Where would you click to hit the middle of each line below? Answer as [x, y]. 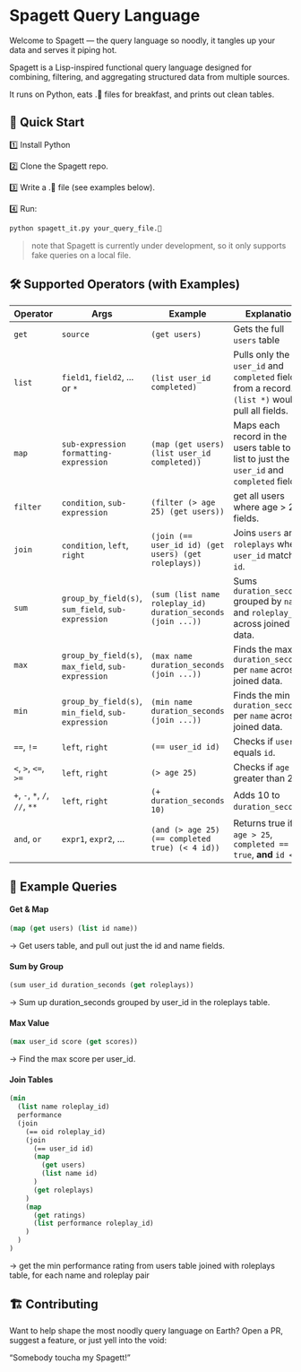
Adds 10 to [256, 795]
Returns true [259, 823]
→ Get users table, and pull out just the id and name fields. [117, 945]
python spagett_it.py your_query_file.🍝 [86, 228]
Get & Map [29, 909]
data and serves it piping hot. [63, 49]
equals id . [254, 752]
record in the [260, 437]
